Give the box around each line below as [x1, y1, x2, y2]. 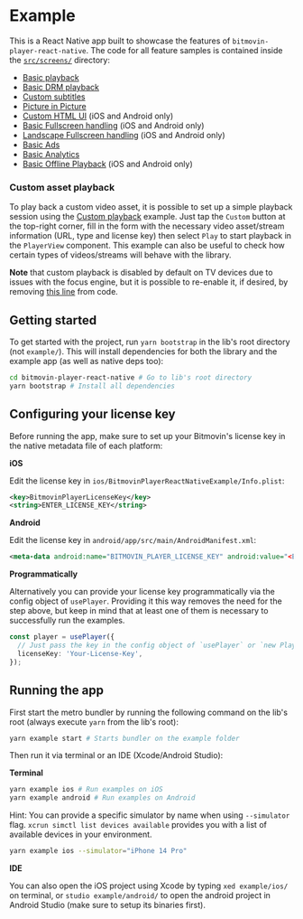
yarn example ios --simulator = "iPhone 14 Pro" [9, 847, 188, 856]
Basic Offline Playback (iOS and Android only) [22, 158, 194, 169]
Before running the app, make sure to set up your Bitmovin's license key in [9, 430, 286, 441]
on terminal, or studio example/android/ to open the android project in [9, 890, 271, 901]
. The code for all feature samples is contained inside [86, 44, 283, 55]
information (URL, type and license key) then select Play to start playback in [9, 230, 291, 241]
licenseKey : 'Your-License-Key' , [17, 649, 143, 658]
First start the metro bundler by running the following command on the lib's [9, 707, 289, 717]
